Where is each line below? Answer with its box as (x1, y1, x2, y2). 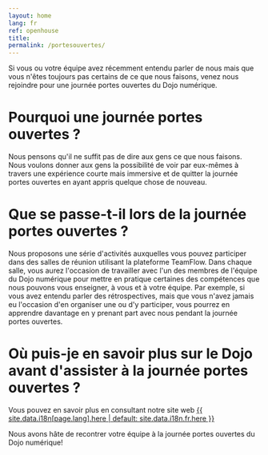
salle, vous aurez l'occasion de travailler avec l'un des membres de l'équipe (8, 265, 258, 275)
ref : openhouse (8, 26, 59, 34)
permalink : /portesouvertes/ (8, 42, 106, 50)
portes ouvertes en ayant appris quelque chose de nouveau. (8, 178, 208, 187)
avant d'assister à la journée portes (8, 361, 249, 380)
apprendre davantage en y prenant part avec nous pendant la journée (8, 309, 238, 317)
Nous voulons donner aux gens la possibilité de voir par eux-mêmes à (8, 161, 239, 170)
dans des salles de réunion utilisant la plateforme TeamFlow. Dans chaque (8, 257, 253, 266)
